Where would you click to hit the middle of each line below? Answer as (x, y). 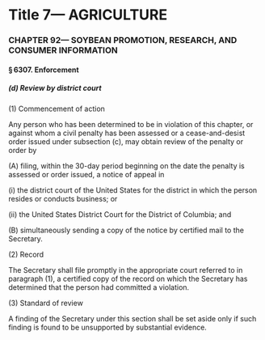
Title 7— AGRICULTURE (88, 15)
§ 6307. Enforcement (44, 70)
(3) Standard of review (46, 303)
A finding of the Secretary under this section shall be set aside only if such (132, 318)
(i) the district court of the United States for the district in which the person (133, 190)
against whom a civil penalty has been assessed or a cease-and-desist (127, 133)
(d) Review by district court (55, 88)
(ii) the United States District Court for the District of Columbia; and (120, 214)
